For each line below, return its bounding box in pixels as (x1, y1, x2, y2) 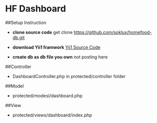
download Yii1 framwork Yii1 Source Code (12, 44, 101, 50)
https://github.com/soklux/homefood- (73, 29, 152, 35)
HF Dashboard (5, 3, 66, 14)
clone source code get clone (12, 29, 73, 35)
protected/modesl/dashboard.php (12, 92, 83, 98)
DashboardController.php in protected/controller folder (12, 73, 126, 79)
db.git (12, 34, 25, 40)
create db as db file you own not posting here (12, 53, 108, 60)
